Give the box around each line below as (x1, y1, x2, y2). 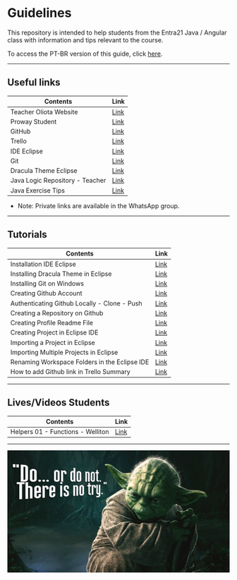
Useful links (7, 76, 61, 89)
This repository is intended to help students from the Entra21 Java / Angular (7, 28, 227, 37)
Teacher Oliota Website (10, 107, 78, 116)
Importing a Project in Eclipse (10, 338, 95, 346)
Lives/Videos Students (7, 397, 110, 409)
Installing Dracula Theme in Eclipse (10, 270, 112, 278)
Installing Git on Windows (10, 279, 85, 288)
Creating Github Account (10, 289, 83, 298)
